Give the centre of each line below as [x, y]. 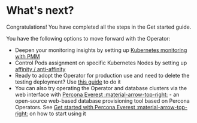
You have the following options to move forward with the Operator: [88, 38]
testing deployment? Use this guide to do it [68, 82]
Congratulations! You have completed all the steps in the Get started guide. [99, 27]
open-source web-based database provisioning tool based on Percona [102, 101]
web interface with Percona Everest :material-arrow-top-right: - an [97, 94]
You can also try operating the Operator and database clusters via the [101, 88]
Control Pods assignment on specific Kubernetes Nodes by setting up [101, 63]
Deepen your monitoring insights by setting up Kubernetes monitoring [101, 50]
